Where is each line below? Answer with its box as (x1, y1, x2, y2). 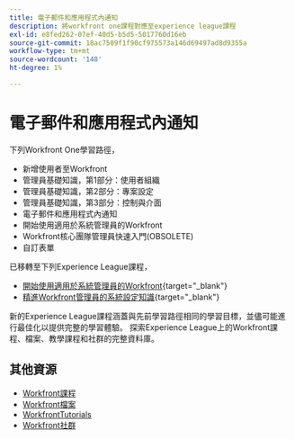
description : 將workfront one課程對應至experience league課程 (9, 22, 237, 31)
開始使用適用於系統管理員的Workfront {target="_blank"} (22, 280, 228, 291)
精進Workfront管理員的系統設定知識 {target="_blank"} (22, 291, 220, 302)
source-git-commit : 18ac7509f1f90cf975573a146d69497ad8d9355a (9, 38, 247, 48)
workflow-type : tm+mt (9, 47, 91, 56)
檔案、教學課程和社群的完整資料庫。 (24, 333, 159, 344)
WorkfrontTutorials (22, 408, 93, 419)
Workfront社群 (22, 419, 76, 430)
